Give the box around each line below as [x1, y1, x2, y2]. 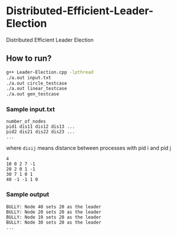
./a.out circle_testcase [6, 80, 67, 86]
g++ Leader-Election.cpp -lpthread [6, 69, 94, 75]
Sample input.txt [6, 105, 55, 114]
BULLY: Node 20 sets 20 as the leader [6, 209, 101, 215]
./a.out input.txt [6, 75, 51, 81]
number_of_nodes [6, 118, 46, 125]
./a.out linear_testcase [6, 86, 67, 92]
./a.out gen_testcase [6, 91, 60, 97]
